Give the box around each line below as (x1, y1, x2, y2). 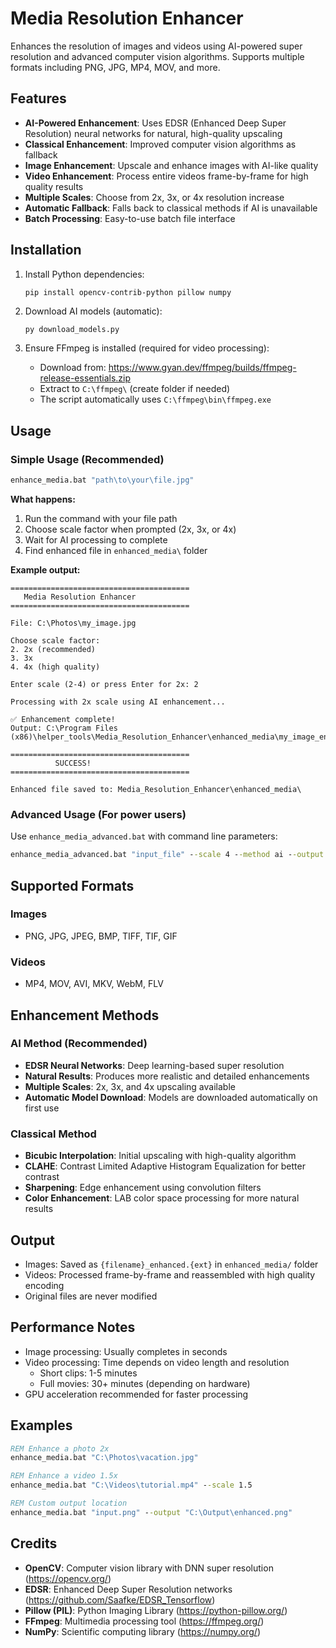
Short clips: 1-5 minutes (39, 1367, 138, 1379)
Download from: (39, 362, 107, 374)
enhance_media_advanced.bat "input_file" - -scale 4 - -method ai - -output (10, 850, 325, 860)
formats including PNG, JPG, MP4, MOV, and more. (10, 61, 221, 73)
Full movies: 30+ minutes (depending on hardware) (39, 1377, 251, 1389)
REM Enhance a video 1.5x (10, 1471, 118, 1481)
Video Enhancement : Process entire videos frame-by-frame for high (24, 170, 309, 182)
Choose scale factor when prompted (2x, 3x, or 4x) (24, 523, 237, 535)
